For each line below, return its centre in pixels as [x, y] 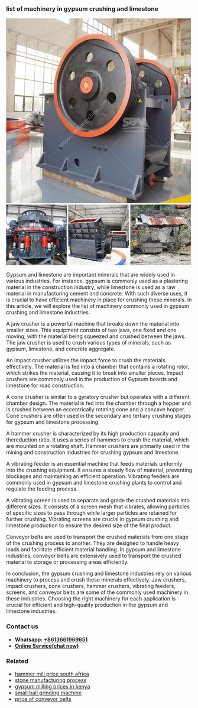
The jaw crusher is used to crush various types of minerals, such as [89, 343]
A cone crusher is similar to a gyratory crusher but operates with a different [98, 397]
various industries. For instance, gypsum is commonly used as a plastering [97, 281]
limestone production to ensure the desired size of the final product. [89, 525]
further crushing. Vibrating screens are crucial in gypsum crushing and [92, 519]
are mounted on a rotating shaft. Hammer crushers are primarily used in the [98, 446]
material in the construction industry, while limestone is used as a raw [91, 287]
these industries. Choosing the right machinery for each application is [91, 599]
